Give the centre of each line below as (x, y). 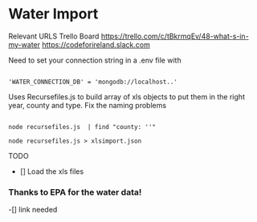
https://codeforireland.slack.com (96, 44)
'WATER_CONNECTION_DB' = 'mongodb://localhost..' (93, 82)
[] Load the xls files (52, 171)
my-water (24, 44)
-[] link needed (33, 210)
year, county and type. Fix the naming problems (88, 105)
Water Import (53, 14)
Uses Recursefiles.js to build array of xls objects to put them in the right (126, 96)
